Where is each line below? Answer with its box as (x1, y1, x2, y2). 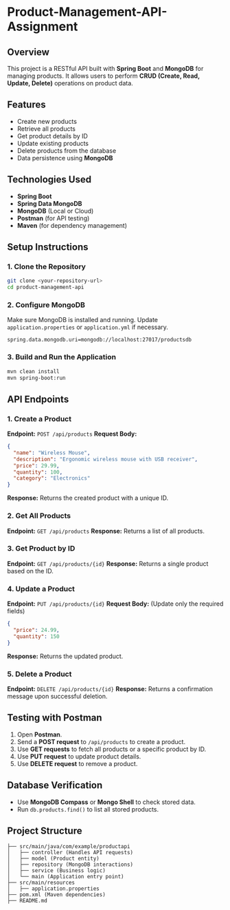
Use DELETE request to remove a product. (16, 759, 138, 768)
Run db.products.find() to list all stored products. (16, 805, 159, 813)
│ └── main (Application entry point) (7, 874, 125, 880)
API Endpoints (7, 393, 69, 405)
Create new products (16, 117, 78, 125)
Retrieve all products (16, 125, 76, 133)
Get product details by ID (16, 131, 88, 140)
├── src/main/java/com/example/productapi (7, 843, 130, 850)
